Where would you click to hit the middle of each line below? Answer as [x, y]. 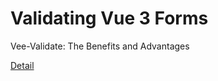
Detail [22, 65]
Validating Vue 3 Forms [109, 18]
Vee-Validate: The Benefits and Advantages [100, 46]
